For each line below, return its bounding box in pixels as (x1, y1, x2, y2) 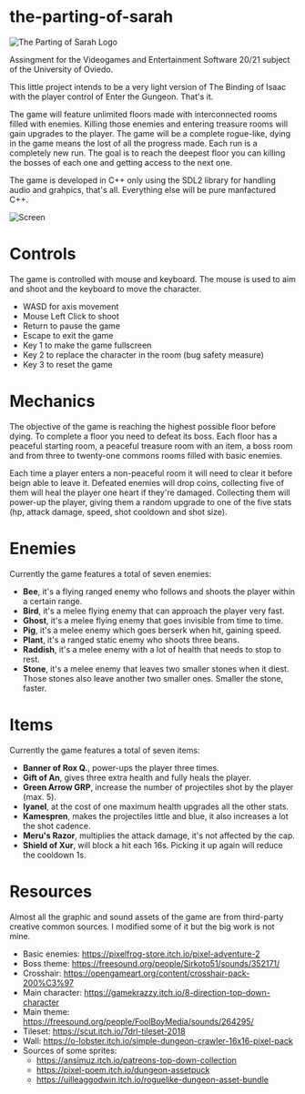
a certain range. (22, 595, 83, 606)
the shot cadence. (22, 820, 91, 831)
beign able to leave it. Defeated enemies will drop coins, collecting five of (9, 477, 285, 488)
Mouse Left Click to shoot (22, 310, 120, 321)
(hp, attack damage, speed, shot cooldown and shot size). (9, 506, 228, 517)
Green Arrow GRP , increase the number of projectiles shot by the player (22, 781, 294, 793)
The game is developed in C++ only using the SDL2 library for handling (9, 175, 276, 186)
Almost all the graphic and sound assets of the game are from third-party (9, 911, 284, 922)
